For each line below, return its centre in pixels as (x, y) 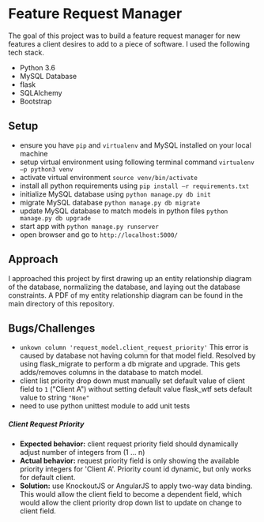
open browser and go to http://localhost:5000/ (98, 235)
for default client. (47, 478)
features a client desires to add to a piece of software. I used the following (129, 43)
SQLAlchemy (41, 92)
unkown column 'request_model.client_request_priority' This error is (134, 347)
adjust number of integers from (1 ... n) (82, 453)
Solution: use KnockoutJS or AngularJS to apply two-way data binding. (136, 486)
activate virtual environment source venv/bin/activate (108, 177)
